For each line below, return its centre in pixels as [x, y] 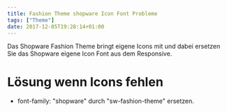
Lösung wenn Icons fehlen [86, 82]
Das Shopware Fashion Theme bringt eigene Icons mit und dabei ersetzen [114, 47]
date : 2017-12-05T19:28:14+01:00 [56, 26]
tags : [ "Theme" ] [31, 20]
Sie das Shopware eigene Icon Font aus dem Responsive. [90, 54]
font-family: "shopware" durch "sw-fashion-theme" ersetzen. [105, 101]
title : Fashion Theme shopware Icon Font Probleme [82, 14]
